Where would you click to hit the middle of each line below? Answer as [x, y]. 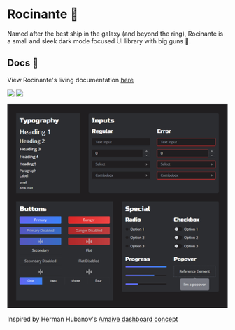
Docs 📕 [23, 63]
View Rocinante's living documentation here [71, 80]
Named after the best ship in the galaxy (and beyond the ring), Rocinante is [115, 34]
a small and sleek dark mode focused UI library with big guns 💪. [99, 41]
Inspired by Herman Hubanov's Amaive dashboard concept [93, 319]
